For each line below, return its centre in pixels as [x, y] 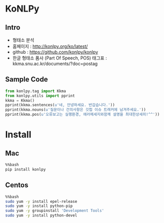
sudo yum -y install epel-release [41, 201]
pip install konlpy [26, 169]
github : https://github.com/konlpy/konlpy [55, 52]
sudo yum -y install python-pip [39, 206]
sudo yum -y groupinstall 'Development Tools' [55, 211]
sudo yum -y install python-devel [41, 215]
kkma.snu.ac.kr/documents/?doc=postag [55, 64]
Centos [17, 185]
